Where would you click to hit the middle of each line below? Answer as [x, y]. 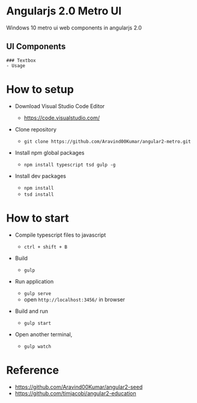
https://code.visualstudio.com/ [62, 118]
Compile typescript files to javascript [60, 235]
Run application [34, 281]
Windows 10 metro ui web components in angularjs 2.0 [74, 28]
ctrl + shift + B [46, 247]
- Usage [16, 65]
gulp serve [38, 293]
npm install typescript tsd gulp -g [70, 165]
